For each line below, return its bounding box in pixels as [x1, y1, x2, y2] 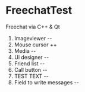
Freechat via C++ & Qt [5, 23, 60, 30]
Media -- [14, 47, 36, 54]
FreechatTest [5, 4, 73, 17]
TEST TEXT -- [14, 72, 49, 80]
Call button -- [14, 66, 48, 73]
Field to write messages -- [14, 78, 80, 86]
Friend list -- [14, 60, 45, 67]
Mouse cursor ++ [14, 41, 57, 48]
